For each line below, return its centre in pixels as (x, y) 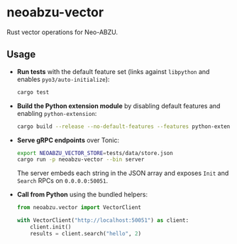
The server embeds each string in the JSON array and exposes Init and (123, 173)
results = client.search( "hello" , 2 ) (86, 233)
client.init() (51, 227)
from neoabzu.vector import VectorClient (79, 208)
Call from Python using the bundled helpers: (82, 195)
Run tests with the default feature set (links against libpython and (113, 71)
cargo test (33, 92)
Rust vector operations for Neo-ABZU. (62, 32)
